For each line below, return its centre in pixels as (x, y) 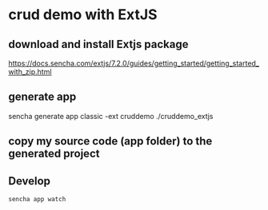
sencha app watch (37, 200)
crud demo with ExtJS (83, 15)
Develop (29, 181)
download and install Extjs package (98, 44)
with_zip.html (30, 72)
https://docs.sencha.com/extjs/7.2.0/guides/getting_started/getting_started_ (134, 63)
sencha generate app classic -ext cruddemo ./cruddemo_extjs (111, 116)
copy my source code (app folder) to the (110, 141)
